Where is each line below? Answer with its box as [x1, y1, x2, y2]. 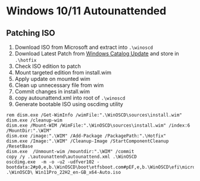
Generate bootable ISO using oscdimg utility [14, 101, 123, 108]
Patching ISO [6, 28, 55, 38]
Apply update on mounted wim [14, 76, 90, 82]
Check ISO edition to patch [14, 63, 82, 70]
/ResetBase [6, 143, 33, 149]
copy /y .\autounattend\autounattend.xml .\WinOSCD [6, 154, 137, 160]
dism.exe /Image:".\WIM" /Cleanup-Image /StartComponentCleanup [6, 138, 169, 144]
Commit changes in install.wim [14, 88, 90, 95]
